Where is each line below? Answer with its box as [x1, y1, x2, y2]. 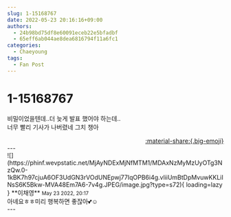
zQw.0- [7, 165, 28, 174]
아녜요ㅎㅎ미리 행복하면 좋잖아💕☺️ [7, 197, 98, 205]
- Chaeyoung [13, 49, 48, 56]
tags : [7, 55, 23, 62]
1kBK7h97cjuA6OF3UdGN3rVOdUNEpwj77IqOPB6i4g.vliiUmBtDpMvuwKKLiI [7, 173, 223, 181]
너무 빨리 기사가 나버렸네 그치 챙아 [7, 123, 99, 131]
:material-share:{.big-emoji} [145, 137, 224, 145]
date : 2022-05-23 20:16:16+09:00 [7, 16, 103, 23]
